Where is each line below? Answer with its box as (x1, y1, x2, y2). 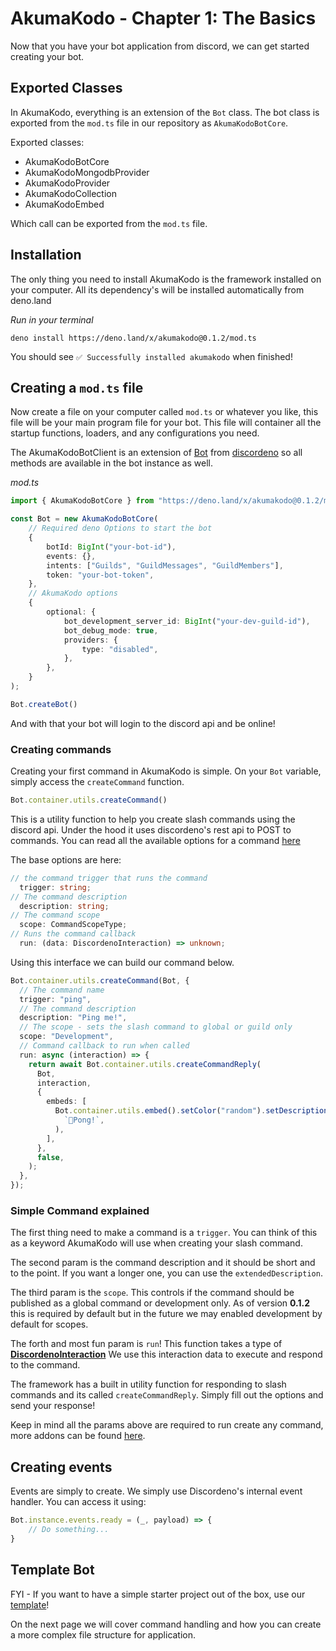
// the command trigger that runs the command (10, 873, 208, 883)
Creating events (10, 1458, 113, 1476)
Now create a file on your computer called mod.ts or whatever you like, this (10, 406, 319, 418)
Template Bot (10, 1562, 95, 1579)
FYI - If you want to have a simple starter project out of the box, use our (10, 1588, 306, 1600)
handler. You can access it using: (10, 1496, 147, 1508)
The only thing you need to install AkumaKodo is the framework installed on (10, 273, 322, 285)
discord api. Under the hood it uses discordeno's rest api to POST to (10, 823, 292, 836)
